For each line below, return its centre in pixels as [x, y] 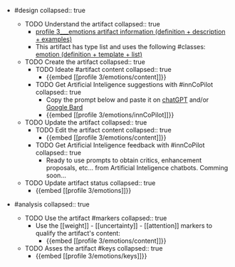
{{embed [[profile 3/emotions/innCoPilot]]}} [110, 115]
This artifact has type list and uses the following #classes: [120, 47]
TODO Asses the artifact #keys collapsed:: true [94, 248]
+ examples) [54, 39]
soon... [56, 175]
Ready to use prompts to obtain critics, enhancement [124, 160]
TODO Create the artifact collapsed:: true [85, 62]
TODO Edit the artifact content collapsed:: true [104, 130]
